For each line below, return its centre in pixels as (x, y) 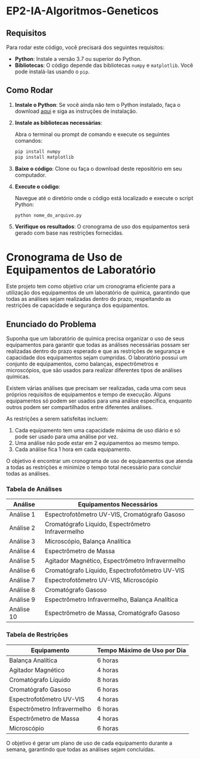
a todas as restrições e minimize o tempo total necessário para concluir (94, 468)
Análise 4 (22, 551)
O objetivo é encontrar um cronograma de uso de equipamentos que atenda (99, 461)
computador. (30, 175)
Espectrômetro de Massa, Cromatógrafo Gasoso (112, 613)
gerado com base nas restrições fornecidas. (69, 233)
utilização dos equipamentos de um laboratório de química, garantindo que (98, 293)
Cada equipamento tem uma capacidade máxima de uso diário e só (97, 431)
